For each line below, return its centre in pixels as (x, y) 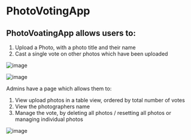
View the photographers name (52, 106)
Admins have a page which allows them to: (59, 89)
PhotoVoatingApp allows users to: (71, 33)
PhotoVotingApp (48, 11)
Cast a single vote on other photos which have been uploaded (91, 54)
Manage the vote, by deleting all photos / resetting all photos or (93, 113)
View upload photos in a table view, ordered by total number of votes (100, 100)
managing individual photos (49, 119)
